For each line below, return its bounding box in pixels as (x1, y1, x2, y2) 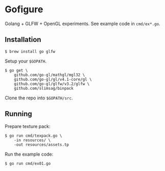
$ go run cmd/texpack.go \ (5, 133, 62, 138)
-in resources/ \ (14, 137, 51, 143)
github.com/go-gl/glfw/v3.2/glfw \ (14, 81, 90, 87)
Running (5, 110, 33, 118)
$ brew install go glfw (5, 49, 56, 54)
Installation (5, 35, 41, 44)
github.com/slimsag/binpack (14, 85, 74, 91)
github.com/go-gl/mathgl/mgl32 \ (14, 72, 85, 77)
